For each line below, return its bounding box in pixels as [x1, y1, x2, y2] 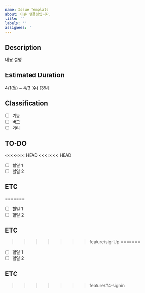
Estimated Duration [5, 71, 64, 79]
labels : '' [5, 20, 27, 26]
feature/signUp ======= [89, 239, 141, 245]
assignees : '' [5, 25, 34, 30]
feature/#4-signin [89, 283, 125, 289]
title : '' [5, 16, 25, 21]
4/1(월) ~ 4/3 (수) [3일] [5, 85, 49, 91]
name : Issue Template [5, 7, 49, 12]
